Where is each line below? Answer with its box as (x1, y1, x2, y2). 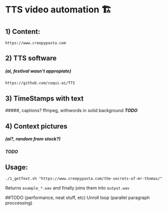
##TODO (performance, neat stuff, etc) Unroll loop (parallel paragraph (5, 194, 150, 200)
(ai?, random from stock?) (5, 136, 61, 142)
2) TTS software (5, 54, 57, 62)
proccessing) (5, 200, 33, 206)
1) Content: (5, 27, 41, 35)
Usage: (5, 163, 29, 171)
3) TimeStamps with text (5, 94, 84, 102)
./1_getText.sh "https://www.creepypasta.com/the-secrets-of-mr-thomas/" (5, 176, 163, 181)
